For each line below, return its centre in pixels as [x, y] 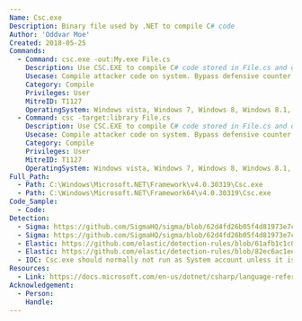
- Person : [36, 293]
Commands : [28, 51]
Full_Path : [30, 176]
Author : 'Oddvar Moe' [50, 34]
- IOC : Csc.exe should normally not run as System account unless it [150, 260]
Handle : [40, 302]
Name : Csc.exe [36, 18]
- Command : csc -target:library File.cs [94, 118]
